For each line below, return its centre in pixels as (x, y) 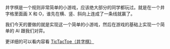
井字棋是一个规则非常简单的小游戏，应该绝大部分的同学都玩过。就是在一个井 (85, 7)
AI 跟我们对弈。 (31, 31)
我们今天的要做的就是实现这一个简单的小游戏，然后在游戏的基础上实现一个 (83, 24)
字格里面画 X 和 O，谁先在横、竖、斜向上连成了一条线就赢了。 (70, 14)
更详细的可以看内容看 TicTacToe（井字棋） (50, 41)
